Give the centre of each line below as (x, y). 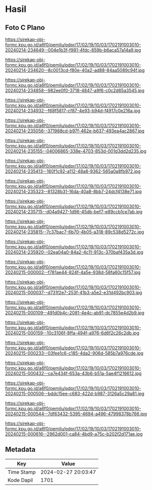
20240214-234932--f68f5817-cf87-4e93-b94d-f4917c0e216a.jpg (73, 111)
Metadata (20, 449)
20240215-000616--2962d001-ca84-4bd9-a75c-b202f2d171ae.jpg (74, 434)
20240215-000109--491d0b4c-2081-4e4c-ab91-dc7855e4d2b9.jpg (75, 313)
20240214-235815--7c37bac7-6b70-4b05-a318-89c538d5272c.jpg (75, 232)
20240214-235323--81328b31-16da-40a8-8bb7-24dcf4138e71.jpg (74, 192)
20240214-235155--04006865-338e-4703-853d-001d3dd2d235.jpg (76, 151)
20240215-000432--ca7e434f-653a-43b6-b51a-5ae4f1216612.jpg (74, 373)
